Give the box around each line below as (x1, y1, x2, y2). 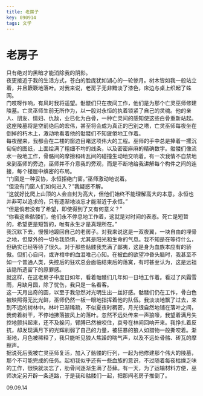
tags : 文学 (6, 20, 32, 26)
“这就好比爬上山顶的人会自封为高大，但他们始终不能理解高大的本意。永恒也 (6, 190, 195, 197)
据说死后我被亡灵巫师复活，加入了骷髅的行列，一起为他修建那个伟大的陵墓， (6, 349, 197, 357)
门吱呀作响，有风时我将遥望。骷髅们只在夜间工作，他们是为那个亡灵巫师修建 (6, 99, 197, 107)
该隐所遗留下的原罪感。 (6, 266, 65, 273)
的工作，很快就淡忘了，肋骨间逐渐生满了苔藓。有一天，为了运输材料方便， (6, 365, 192, 372)
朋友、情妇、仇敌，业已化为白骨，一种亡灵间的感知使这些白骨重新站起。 (16, 114, 197, 122)
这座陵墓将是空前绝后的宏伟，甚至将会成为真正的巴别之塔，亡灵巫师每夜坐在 (6, 122, 197, 130)
